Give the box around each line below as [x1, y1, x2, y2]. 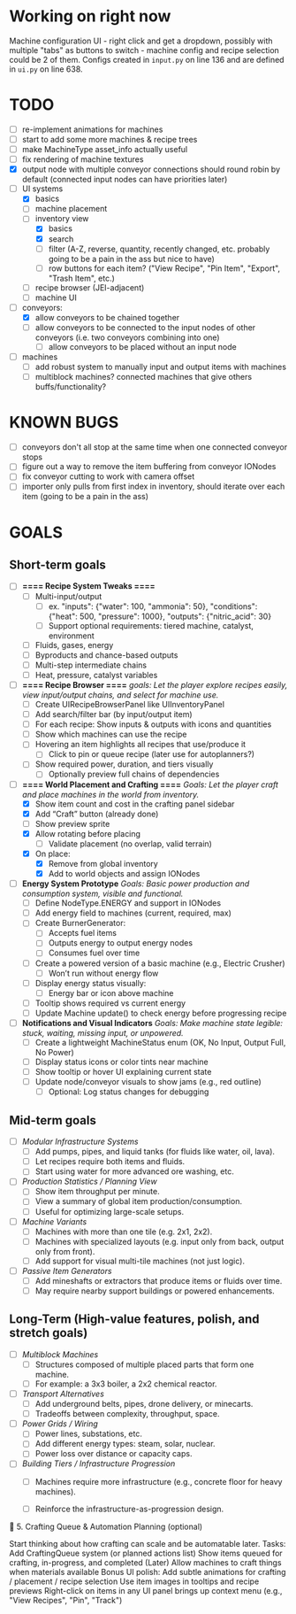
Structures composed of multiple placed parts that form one [34, 1359, 254, 1370]
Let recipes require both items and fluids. [34, 1156, 186, 1167]
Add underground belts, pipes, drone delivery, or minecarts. [34, 1399, 254, 1409]
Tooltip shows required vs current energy [34, 998, 186, 1008]
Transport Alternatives [21, 1388, 104, 1399]
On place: [34, 848, 71, 859]
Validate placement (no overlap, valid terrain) [48, 838, 212, 849]
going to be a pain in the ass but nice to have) [48, 253, 215, 264]
